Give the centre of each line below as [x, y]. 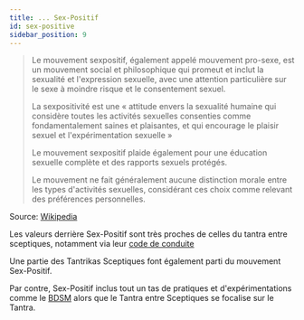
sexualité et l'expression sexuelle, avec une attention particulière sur [159, 80]
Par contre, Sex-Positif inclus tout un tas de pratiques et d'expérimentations [151, 288]
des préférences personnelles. [89, 199]
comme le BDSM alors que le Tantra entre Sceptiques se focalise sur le [142, 298]
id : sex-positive [42, 26]
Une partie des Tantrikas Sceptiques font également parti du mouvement [145, 261]
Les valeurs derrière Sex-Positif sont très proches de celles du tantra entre [148, 234]
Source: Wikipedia [43, 217]
